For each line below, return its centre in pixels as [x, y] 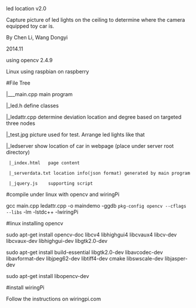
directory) [18, 152]
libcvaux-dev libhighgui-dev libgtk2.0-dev [57, 241]
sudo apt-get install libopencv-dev [48, 276]
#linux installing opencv [35, 223]
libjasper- [176, 258]
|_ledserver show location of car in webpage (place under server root [90, 146]
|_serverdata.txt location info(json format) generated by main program [99, 173]
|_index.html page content [44, 163]
